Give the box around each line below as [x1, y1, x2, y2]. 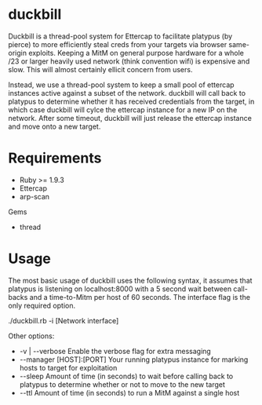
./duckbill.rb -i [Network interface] [8, 316, 119, 325]
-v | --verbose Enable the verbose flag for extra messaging [19, 346, 212, 356]
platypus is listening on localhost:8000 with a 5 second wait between [8, 284, 232, 294]
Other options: [8, 331, 55, 341]
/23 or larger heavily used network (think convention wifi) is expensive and [8, 57, 250, 66]
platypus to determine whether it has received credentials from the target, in [8, 97, 255, 106]
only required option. [8, 301, 76, 310]
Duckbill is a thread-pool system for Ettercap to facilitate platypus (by [8, 31, 233, 41]
